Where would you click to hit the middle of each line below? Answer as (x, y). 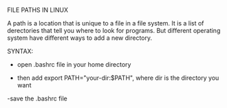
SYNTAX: (20, 51)
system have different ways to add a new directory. (80, 38)
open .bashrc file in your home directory (74, 64)
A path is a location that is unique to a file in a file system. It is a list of (106, 23)
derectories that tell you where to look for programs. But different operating (114, 31)
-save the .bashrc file (37, 98)
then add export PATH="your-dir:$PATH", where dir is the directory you (118, 78)
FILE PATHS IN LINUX (38, 10)
